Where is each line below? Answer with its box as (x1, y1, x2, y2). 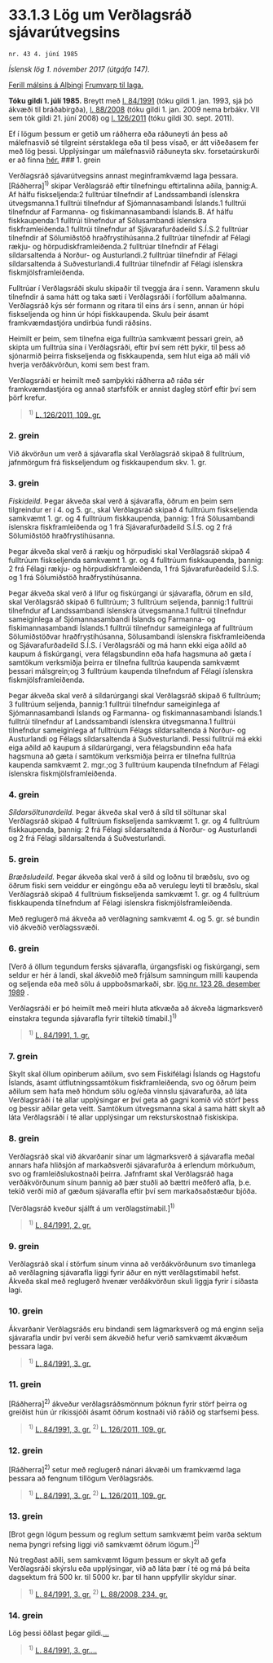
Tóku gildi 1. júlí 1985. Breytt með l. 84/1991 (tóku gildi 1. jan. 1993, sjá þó (8, 95, 253, 105)
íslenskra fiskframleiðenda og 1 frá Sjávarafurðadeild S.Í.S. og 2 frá (8, 521, 232, 531)
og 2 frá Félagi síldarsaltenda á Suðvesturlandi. (8, 834, 166, 843)
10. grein (8, 1305, 43, 1317)
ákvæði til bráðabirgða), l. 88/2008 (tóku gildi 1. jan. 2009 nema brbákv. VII (8, 104, 260, 114)
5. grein (8, 854, 39, 865)
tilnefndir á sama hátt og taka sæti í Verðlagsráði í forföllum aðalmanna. (8, 292, 247, 301)
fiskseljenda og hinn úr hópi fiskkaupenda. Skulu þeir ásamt (8, 309, 209, 319)
